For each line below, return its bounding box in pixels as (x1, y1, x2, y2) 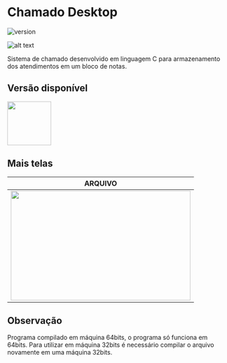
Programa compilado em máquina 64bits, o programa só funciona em (7, 334, 208, 342)
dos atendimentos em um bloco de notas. (7, 62, 128, 70)
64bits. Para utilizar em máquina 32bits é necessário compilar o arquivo (7, 341, 214, 349)
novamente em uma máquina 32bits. (7, 348, 113, 357)
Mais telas (7, 158, 53, 170)
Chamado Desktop (7, 4, 118, 20)
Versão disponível (7, 82, 88, 95)
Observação (7, 315, 62, 327)
